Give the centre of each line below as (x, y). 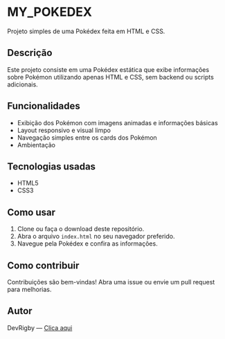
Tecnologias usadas (51, 166)
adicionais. (22, 84)
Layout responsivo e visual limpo (64, 130)
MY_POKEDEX (49, 12)
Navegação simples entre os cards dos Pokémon (87, 137)
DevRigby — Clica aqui (40, 328)
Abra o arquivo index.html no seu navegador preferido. (96, 237)
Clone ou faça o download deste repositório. (81, 229)
